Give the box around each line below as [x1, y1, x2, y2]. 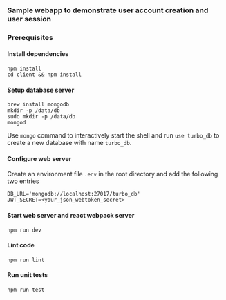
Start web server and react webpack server [7, 212, 135, 220]
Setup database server [7, 86, 75, 94]
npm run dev [7, 227, 41, 234]
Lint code [7, 241, 35, 250]
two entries [7, 177, 39, 185]
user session [7, 14, 52, 24]
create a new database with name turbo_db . [7, 139, 132, 147]
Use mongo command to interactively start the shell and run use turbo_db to [7, 131, 220, 140]
